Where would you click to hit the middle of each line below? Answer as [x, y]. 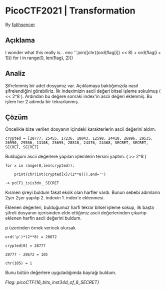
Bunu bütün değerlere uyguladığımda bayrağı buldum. [61, 272]
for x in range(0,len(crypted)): [40, 166]
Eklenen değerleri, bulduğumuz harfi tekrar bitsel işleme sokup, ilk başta [79, 207]
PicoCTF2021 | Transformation [70, 11]
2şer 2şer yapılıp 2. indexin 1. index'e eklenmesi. [55, 198]
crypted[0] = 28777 [25, 246]
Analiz [15, 73]
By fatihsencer [20, 25]
